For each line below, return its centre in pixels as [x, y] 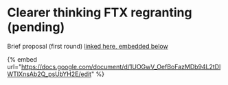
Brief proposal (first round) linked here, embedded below [88, 46]
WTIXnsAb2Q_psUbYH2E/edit [49, 74]
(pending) [36, 27]
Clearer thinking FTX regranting [100, 13]
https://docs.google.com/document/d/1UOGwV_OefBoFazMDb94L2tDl [121, 66]
